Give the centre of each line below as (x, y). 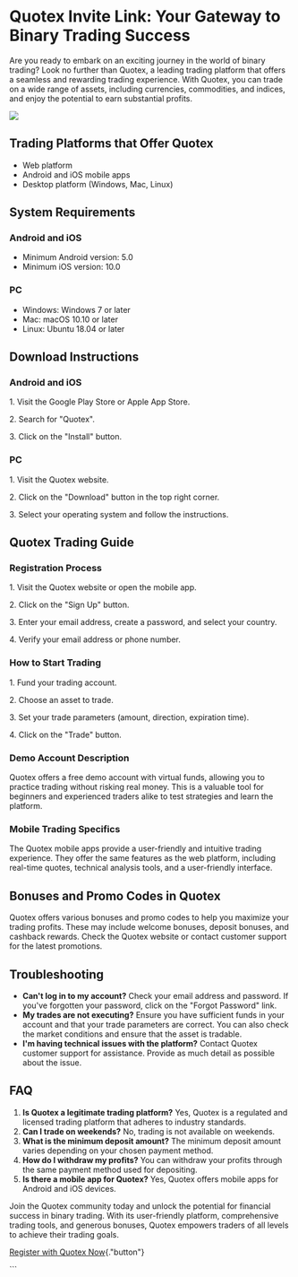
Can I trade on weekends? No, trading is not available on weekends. (149, 1131)
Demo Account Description (69, 758)
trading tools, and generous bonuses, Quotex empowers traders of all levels (149, 1225)
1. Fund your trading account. (63, 682)
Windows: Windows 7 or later (77, 309)
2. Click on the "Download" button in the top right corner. (115, 497)
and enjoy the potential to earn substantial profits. (101, 98)
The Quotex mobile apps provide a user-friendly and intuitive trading (136, 848)
